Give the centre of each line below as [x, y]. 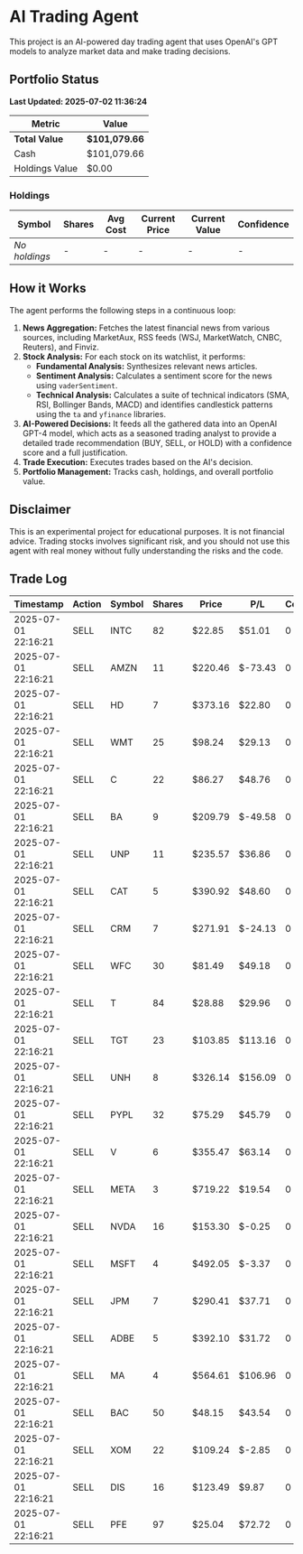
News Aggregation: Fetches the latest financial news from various [146, 328]
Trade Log [38, 579]
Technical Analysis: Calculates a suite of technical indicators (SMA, [163, 395]
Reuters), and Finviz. [60, 347]
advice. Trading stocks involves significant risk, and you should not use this [150, 541]
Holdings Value [46, 168]
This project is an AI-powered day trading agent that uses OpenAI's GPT [143, 42]
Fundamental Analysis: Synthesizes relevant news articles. [147, 366]
